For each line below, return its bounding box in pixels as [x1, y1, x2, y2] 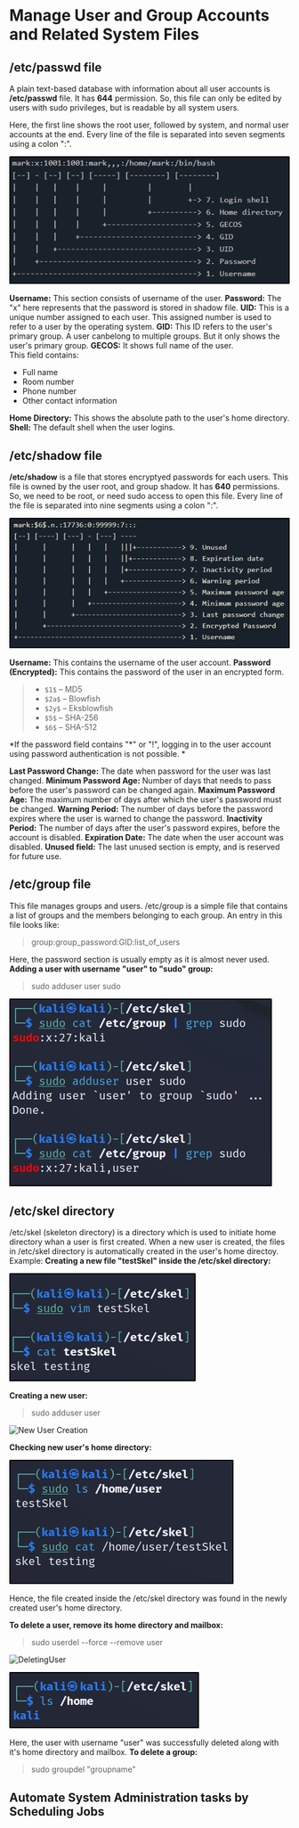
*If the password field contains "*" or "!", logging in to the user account [9, 739, 271, 750]
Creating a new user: [9, 1390, 88, 1401]
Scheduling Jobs [9, 1804, 105, 1819]
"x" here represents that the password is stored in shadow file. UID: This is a [9, 302, 289, 313]
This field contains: [9, 349, 79, 361]
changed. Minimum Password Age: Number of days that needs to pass [9, 775, 271, 785]
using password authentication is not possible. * [9, 748, 186, 758]
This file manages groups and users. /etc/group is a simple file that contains [9, 900, 288, 911]
